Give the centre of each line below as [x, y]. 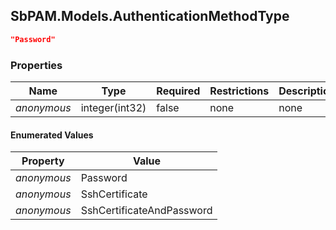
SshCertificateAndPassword [146, 211]
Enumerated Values [52, 135]
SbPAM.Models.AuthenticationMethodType [150, 16]
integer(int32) [113, 107]
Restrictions [239, 91]
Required [178, 91]
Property [43, 161]
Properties [36, 65]
